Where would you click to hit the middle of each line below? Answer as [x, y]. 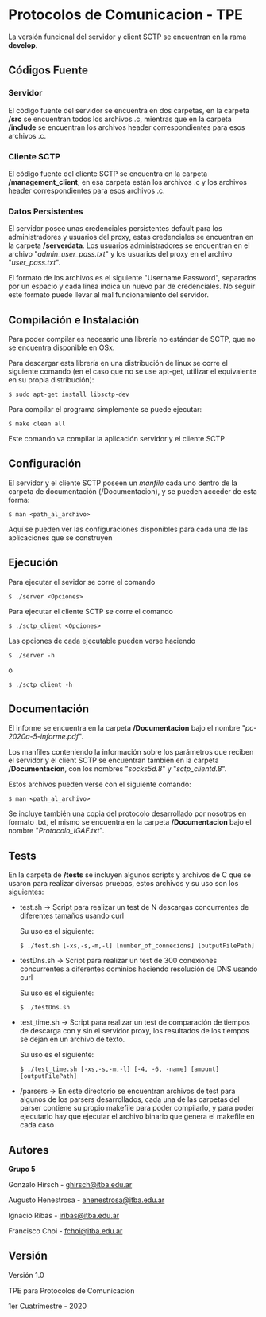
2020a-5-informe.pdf [44, 737]
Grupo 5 [22, 1170]
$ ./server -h [32, 655]
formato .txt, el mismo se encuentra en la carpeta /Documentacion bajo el [130, 822]
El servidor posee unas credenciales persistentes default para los [115, 229]
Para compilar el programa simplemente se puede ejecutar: [105, 410]
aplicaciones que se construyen [60, 537]
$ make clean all [37, 424]
